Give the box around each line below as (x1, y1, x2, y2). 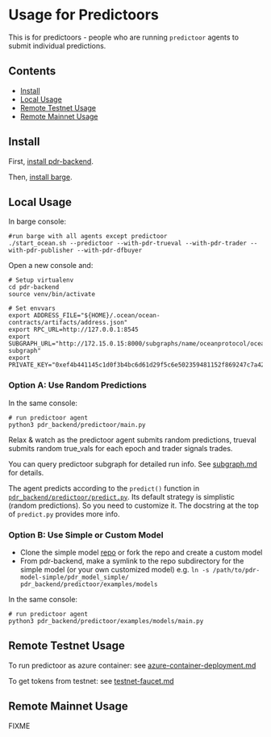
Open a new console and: (8, 261, 94, 270)
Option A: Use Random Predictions (8, 379, 148, 391)
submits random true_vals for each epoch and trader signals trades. (8, 443, 233, 453)
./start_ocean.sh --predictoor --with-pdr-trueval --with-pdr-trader (8, 240, 248, 248)
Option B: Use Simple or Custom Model (8, 529, 164, 540)
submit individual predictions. (8, 40, 106, 50)
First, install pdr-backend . (8, 156, 94, 166)
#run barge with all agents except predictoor (8, 232, 168, 241)
